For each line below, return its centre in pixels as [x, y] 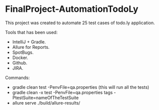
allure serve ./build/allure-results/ [46, 103]
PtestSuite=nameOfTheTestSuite [45, 98]
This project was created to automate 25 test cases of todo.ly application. [80, 23]
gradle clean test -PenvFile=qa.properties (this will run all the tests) [81, 87]
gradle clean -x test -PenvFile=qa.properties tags [62, 92]
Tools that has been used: [31, 32]
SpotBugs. [23, 52]
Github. [20, 63]
